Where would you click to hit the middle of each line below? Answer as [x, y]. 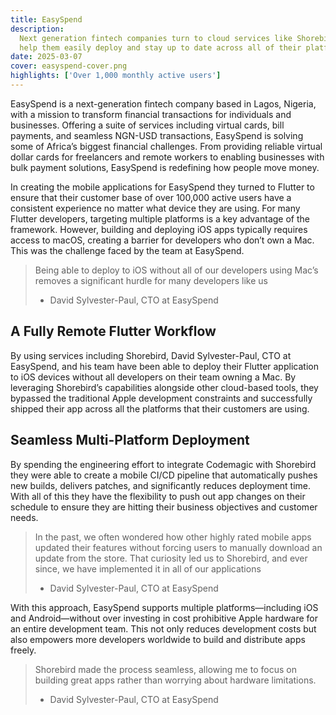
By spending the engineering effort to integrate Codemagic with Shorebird [163, 464]
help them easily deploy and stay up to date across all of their [160, 47]
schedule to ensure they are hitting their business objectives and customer [164, 507]
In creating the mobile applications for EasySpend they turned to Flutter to [162, 187]
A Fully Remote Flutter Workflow [113, 331]
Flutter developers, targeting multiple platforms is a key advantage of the [160, 218]
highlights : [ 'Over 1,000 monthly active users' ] [116, 76]
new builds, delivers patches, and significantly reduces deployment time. [161, 485]
